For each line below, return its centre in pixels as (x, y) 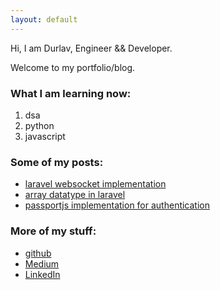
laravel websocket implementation (95, 184)
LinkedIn (42, 274)
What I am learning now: (71, 93)
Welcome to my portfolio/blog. (73, 67)
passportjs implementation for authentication (117, 205)
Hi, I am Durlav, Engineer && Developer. (91, 48)
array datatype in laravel (75, 195)
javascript (45, 136)
